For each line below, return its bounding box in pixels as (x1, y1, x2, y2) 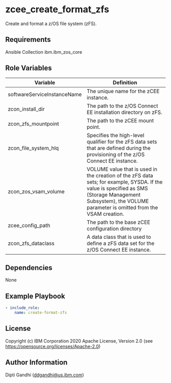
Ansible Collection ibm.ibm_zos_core (5, 49, 82, 55)
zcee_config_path (8, 221, 50, 229)
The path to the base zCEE (87, 218, 151, 226)
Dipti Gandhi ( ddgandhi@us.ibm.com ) (5, 372, 84, 378)
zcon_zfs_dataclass (8, 239, 55, 246)
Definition (112, 79, 137, 86)
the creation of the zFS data (87, 172, 154, 179)
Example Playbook (5, 291, 65, 300)
